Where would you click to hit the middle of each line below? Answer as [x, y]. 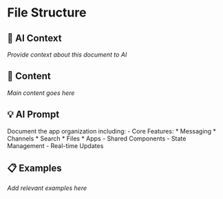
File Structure [47, 13]
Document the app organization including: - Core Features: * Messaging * [112, 131]
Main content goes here [41, 93]
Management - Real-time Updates [55, 145]
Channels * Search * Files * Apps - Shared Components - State [97, 138]
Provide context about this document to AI [67, 54]
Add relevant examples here [47, 188]
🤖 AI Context [34, 38]
